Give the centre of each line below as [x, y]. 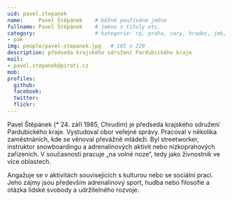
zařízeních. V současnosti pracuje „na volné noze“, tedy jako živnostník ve [114, 154]
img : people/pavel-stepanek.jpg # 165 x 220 [76, 46]
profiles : [22, 79]
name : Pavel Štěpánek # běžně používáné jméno [87, 20]
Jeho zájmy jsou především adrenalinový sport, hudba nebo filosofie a [108, 182]
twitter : [26, 98]
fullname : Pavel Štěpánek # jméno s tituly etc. [84, 27]
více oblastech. [29, 161]
